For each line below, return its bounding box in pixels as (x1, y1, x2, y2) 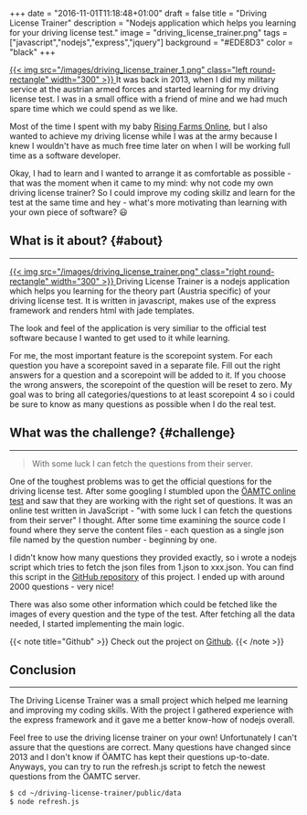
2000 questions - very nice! (9, 581, 114, 592)
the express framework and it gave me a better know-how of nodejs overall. (9, 714, 295, 725)
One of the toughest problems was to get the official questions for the (9, 476, 272, 487)
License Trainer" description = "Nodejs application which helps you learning (9, 17, 297, 28)
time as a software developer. (9, 150, 122, 161)
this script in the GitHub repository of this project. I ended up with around (9, 571, 285, 582)
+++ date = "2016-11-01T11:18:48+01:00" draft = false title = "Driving (9, 8, 268, 18)
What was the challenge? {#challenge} (9, 425, 236, 441)
